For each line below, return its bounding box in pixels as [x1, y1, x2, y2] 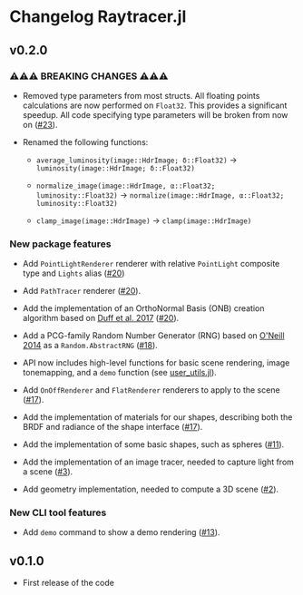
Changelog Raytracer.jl [9, 6, 187, 27]
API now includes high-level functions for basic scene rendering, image [22, 357, 290, 368]
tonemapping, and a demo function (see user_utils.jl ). [22, 367, 218, 378]
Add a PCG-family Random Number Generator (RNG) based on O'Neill [22, 330, 285, 341]
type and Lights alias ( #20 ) [22, 268, 125, 278]
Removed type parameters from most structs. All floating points [22, 90, 260, 101]
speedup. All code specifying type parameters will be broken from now [22, 109, 288, 120]
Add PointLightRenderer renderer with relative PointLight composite [22, 258, 280, 269]
